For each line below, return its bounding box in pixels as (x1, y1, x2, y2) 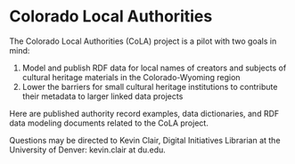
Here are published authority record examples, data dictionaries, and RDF (9, 108, 280, 119)
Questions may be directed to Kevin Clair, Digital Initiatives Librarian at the (9, 135, 281, 145)
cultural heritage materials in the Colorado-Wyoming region (21, 71, 241, 82)
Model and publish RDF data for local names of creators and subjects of (21, 62, 287, 73)
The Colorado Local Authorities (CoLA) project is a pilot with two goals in (9, 36, 277, 46)
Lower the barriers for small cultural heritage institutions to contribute (21, 81, 278, 92)
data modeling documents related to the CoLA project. (9, 118, 209, 128)
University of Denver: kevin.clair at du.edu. (9, 144, 167, 155)
